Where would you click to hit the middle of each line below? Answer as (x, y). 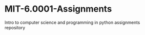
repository (15, 27)
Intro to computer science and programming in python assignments (72, 22)
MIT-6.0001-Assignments (58, 9)
